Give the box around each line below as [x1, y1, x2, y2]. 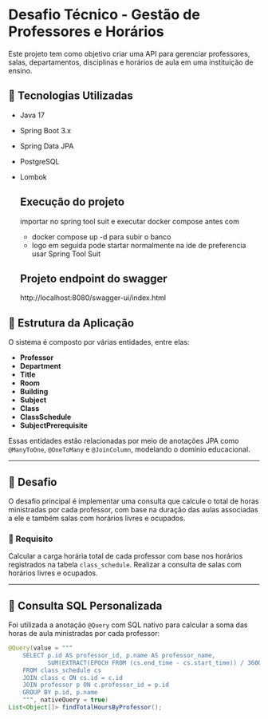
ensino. [8, 65, 33, 75]
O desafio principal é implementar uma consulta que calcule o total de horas [8, 496, 259, 506]
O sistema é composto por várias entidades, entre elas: [8, 338, 190, 347]
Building [19, 387, 49, 397]
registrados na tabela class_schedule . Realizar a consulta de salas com [8, 560, 242, 570]
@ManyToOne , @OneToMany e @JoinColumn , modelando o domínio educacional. [8, 444, 251, 454]
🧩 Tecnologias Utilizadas [8, 89, 133, 103]
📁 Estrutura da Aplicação [8, 316, 134, 330]
